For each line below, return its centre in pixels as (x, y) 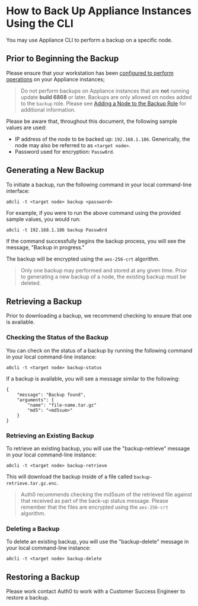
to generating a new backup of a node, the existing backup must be (103, 277)
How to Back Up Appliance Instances (99, 11)
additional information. (48, 110)
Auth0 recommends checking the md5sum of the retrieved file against (106, 494)
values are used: (26, 127)
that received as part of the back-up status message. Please (95, 500)
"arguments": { (36, 400)
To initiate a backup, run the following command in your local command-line (99, 185)
